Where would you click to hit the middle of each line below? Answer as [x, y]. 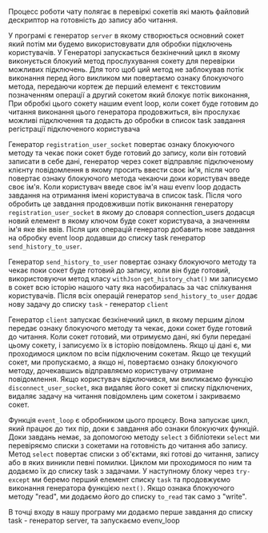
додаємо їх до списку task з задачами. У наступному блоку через [121, 471]
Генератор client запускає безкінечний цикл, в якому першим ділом [127, 320]
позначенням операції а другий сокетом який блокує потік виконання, [129, 95]
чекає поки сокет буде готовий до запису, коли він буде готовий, [119, 270]
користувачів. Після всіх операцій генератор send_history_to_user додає [133, 296]
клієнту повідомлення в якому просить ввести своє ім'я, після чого [124, 170]
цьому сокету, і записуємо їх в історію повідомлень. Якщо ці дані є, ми [130, 345]
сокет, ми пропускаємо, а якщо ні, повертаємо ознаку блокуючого [123, 362]
